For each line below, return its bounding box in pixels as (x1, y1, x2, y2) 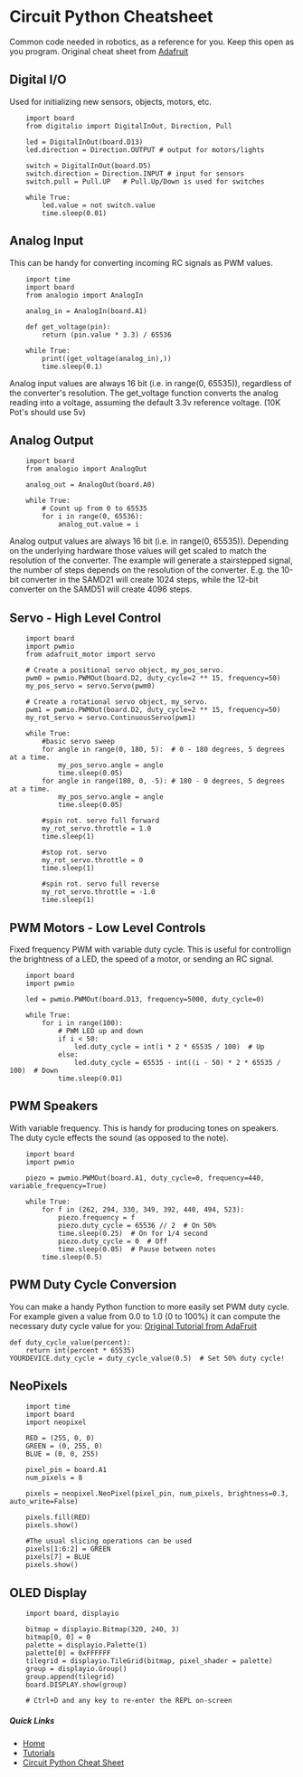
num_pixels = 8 (25, 1473, 83, 1483)
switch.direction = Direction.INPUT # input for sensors (25, 169, 245, 178)
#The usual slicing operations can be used (25, 1536, 193, 1546)
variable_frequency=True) (9, 1181, 107, 1191)
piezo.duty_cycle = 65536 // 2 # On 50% (57, 1221, 217, 1230)
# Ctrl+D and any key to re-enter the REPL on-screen (25, 1696, 232, 1706)
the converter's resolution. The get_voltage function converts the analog (9, 387, 279, 398)
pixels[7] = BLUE (25, 1553, 91, 1562)
